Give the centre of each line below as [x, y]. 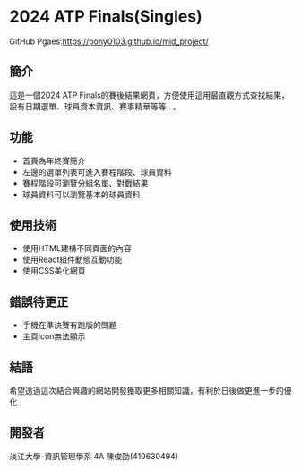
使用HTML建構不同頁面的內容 [77, 248]
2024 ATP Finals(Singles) [106, 17]
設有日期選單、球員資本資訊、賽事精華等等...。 [95, 106]
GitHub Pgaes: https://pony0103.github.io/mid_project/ [109, 41]
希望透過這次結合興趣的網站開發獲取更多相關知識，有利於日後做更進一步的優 [150, 391]
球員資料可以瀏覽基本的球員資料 [81, 194]
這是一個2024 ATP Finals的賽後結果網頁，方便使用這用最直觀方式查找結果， [149, 95]
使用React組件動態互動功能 [72, 260]
